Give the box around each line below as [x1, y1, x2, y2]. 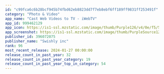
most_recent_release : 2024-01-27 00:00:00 [5, 48, 93, 53]
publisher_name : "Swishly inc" [5, 39, 69, 44]
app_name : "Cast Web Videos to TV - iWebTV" [5, 16, 97, 21]
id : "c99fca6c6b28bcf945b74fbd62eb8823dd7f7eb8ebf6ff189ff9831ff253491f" [5, 7, 159, 12]
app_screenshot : [5, 30, 38, 35]
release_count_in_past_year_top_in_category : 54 [5, 61, 106, 66]
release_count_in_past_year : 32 [5, 52, 71, 57]
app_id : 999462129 [5, 20, 42, 26]
